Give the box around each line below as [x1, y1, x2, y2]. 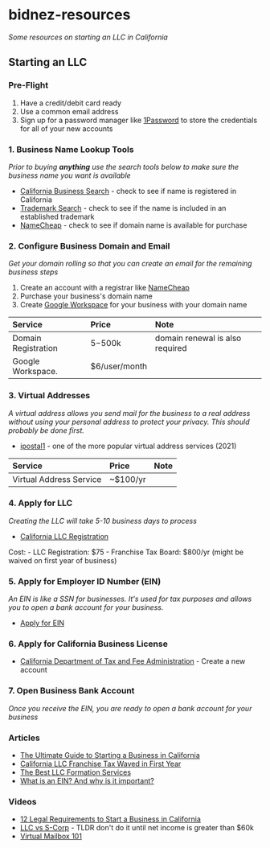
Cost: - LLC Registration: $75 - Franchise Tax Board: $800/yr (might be [8, 547, 243, 557]
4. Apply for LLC [8, 497, 73, 508]
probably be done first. [8, 425, 84, 435]
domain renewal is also [155, 332, 242, 344]
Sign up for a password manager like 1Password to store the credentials [19, 115, 258, 125]
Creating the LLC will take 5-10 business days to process [8, 516, 197, 525]
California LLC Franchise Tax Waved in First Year [19, 759, 182, 768]
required [155, 343, 187, 354]
